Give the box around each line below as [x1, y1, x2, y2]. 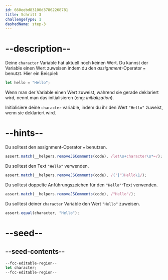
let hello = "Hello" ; [5, 80, 51, 86]
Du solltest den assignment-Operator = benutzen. [5, 144, 107, 150]
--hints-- [5, 127, 44, 139]
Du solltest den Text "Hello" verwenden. [5, 163, 89, 169]
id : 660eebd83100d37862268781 [5, 7, 69, 13]
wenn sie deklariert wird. [5, 110, 56, 116]
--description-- [5, 43, 71, 54]
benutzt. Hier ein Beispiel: [5, 71, 59, 77]
